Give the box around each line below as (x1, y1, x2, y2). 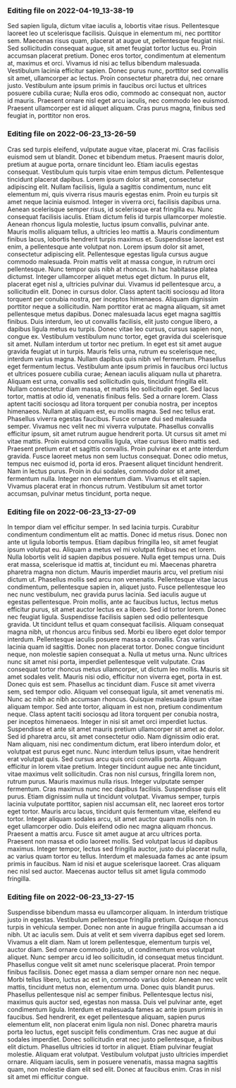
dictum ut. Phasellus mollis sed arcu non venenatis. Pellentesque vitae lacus (7, 575, 228, 583)
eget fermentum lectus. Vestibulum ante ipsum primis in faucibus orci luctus (7, 362, 228, 370)
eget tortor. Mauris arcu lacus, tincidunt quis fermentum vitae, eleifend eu (7, 807, 221, 815)
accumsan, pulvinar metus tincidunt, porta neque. (7, 489, 152, 498)
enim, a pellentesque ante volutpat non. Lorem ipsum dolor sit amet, (7, 242, 205, 251)
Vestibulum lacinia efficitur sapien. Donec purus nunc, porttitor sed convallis (7, 66, 229, 75)
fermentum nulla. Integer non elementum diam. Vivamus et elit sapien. (7, 474, 211, 482)
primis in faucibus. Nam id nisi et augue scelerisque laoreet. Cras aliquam (7, 859, 221, 868)
